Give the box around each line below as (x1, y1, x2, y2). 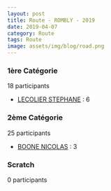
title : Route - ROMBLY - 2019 (7, 17, 96, 24)
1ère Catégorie (7, 66, 58, 76)
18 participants (7, 82, 50, 90)
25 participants (7, 129, 51, 137)
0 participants (7, 176, 47, 184)
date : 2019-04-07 (7, 23, 58, 30)
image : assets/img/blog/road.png (7, 43, 105, 50)
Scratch (7, 160, 35, 169)
